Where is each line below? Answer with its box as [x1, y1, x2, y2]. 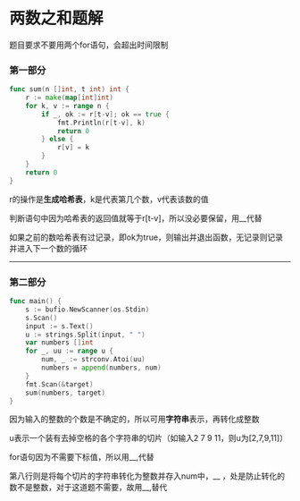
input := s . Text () [25, 321, 94, 331]
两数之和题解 [9, 8, 104, 29]
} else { [41, 135, 74, 144]
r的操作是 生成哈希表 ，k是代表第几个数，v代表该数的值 [9, 193, 209, 204]
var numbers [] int [25, 338, 94, 347]
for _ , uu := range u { [25, 346, 114, 356]
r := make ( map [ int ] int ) [25, 93, 114, 103]
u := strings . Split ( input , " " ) [25, 330, 146, 339]
